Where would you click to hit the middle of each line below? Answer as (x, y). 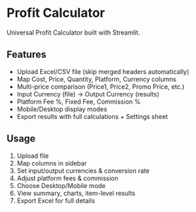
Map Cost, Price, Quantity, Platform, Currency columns (97, 79)
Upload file (33, 156)
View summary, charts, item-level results (76, 193)
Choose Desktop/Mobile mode (61, 185)
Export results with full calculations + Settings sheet (92, 116)
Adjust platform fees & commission (68, 178)
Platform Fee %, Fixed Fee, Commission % (79, 101)
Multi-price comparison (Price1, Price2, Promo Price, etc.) (100, 87)
